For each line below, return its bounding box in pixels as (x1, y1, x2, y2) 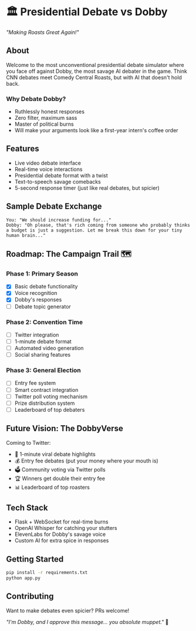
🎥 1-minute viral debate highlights (14, 451, 96, 458)
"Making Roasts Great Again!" (6, 28, 79, 36)
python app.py (6, 575, 41, 581)
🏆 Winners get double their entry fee (14, 475, 106, 482)
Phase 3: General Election (6, 366, 81, 374)
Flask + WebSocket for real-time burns (14, 518, 109, 525)
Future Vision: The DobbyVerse (6, 424, 123, 434)
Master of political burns (14, 120, 75, 127)
